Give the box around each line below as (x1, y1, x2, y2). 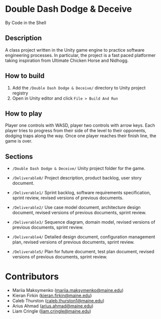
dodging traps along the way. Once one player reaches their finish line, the (5, 133, 157, 139)
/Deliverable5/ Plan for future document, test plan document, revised (12, 249, 155, 255)
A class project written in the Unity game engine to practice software (5, 47, 145, 53)
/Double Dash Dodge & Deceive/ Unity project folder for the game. (12, 166, 145, 172)
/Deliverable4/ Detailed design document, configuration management (12, 234, 156, 240)
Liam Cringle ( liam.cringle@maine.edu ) (12, 308, 92, 314)
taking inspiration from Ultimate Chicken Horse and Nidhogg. (5, 58, 129, 63)
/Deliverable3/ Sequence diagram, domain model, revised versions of (12, 219, 156, 225)
